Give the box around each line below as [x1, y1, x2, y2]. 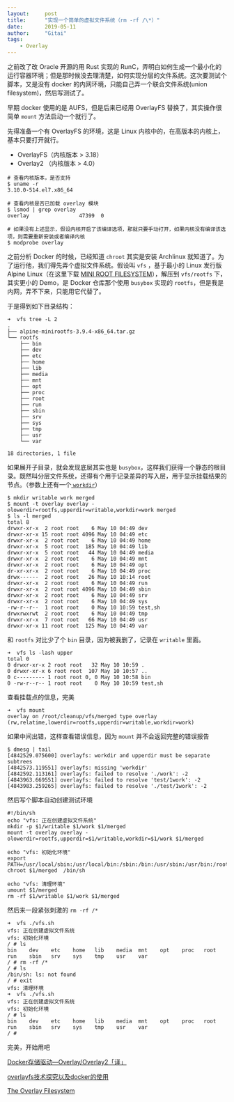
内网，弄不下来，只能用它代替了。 [7, 287, 105, 295]
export [7, 855, 26, 862]
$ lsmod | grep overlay [7, 206, 77, 213]
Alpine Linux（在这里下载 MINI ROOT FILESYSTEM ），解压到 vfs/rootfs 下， [7, 270, 226, 278]
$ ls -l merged [7, 513, 52, 520]
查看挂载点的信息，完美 [7, 693, 75, 701]
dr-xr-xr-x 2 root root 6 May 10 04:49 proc [7, 568, 151, 575]
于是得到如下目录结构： [7, 302, 75, 310]
